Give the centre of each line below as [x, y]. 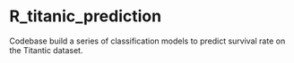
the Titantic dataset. [46, 50]
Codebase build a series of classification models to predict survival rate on [147, 41]
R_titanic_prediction [86, 16]
